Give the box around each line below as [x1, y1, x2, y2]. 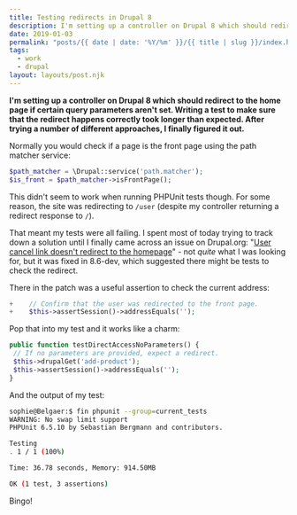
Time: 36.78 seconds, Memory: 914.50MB [9, 464, 156, 472]
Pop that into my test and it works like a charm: [9, 324, 180, 334]
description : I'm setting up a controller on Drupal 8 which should [9, 21, 267, 30]
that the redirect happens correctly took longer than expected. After [9, 113, 265, 124]
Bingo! [9, 495, 33, 506]
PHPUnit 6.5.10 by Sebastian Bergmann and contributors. [9, 423, 224, 433]
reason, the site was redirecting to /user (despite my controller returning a [9, 200, 279, 211]
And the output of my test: [9, 389, 105, 400]
